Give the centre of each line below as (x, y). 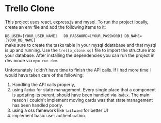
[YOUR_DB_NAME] (20, 40)
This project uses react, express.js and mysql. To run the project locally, (77, 22)
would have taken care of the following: (44, 75)
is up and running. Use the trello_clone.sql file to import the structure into (80, 50)
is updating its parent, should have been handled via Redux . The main (81, 95)
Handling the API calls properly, (43, 84)
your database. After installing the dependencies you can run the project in (80, 55)
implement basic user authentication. (49, 115)
